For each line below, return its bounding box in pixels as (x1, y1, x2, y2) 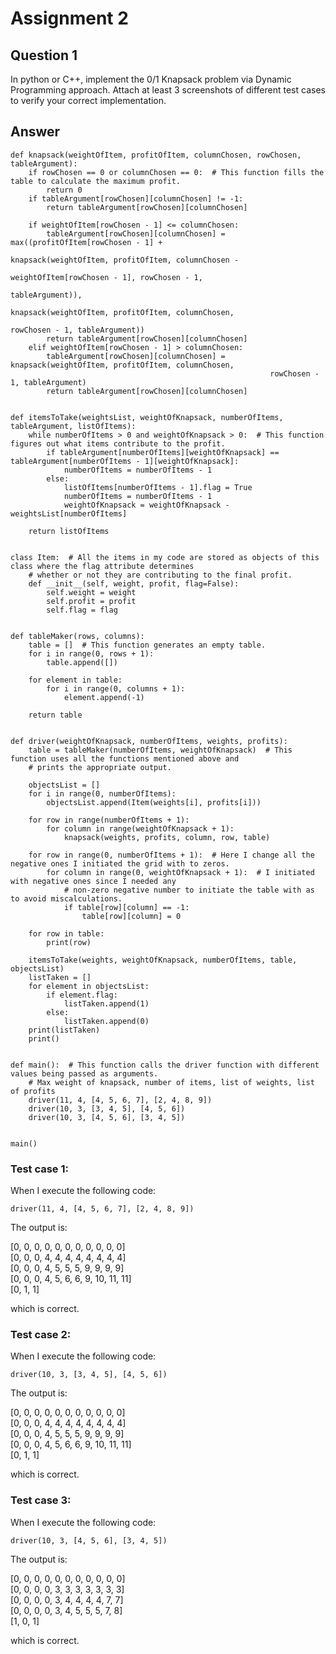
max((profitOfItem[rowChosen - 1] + (10, 237, 163, 247)
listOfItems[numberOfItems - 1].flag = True (63, 482, 253, 492)
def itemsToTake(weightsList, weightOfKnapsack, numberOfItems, (10, 412, 284, 422)
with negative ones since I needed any (10, 876, 177, 886)
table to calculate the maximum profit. (10, 176, 182, 186)
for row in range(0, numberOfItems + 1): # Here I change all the (28, 850, 315, 860)
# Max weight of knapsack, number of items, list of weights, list (28, 1077, 315, 1087)
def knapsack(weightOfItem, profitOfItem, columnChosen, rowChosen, (10, 150, 302, 160)
